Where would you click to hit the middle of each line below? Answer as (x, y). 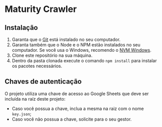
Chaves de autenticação (43, 81)
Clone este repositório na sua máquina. (52, 55)
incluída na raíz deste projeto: (35, 99)
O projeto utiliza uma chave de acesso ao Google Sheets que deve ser (77, 94)
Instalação (21, 28)
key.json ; (22, 114)
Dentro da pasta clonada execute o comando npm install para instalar (84, 61)
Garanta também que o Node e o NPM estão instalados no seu (76, 45)
